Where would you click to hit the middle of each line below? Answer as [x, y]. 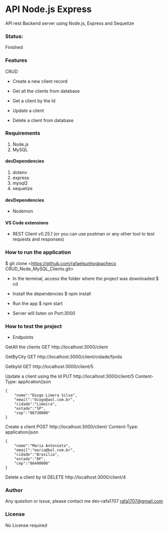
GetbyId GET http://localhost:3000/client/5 [49, 367]
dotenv [20, 172]
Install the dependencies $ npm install [52, 293]
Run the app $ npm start [38, 303]
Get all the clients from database [46, 91]
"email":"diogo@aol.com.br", [45, 400]
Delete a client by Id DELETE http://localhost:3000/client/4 [66, 477]
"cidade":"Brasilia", [37, 455]
